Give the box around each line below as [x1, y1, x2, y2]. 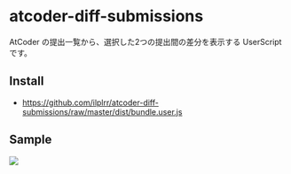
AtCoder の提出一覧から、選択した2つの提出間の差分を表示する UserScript [9, 36, 282, 47]
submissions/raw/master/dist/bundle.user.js [21, 106, 183, 117]
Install [9, 73, 44, 89]
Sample [9, 132, 52, 148]
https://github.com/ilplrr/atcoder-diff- [21, 97, 160, 108]
